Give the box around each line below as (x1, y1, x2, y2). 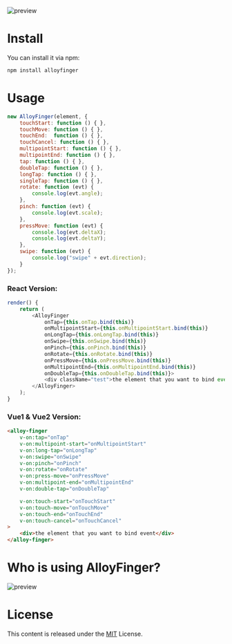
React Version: (7, 283, 58, 293)
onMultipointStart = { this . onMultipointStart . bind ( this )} (43, 325, 209, 332)
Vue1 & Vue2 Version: (7, 412, 81, 422)
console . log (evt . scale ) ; (32, 209, 104, 216)
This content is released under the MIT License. (7, 629, 143, 638)
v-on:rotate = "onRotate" (19, 466, 88, 473)
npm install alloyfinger (7, 66, 79, 74)
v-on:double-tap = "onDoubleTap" (19, 486, 110, 493)
